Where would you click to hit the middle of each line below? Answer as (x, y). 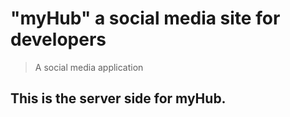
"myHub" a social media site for (145, 18)
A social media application (89, 67)
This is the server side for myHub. (118, 98)
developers (58, 39)
